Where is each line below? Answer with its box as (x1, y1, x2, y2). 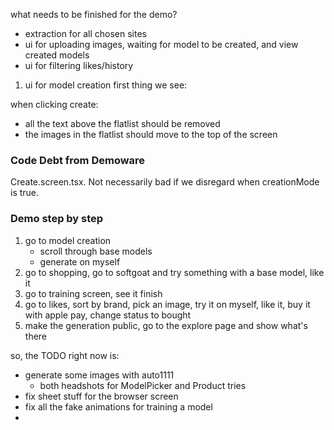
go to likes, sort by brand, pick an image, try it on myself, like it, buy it (24, 298, 311, 310)
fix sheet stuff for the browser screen (24, 390, 179, 402)
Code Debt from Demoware (10, 153, 146, 167)
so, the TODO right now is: (10, 349, 120, 361)
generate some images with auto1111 (24, 369, 175, 381)
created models (24, 49, 90, 61)
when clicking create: (10, 99, 99, 110)
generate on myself (39, 255, 121, 268)
